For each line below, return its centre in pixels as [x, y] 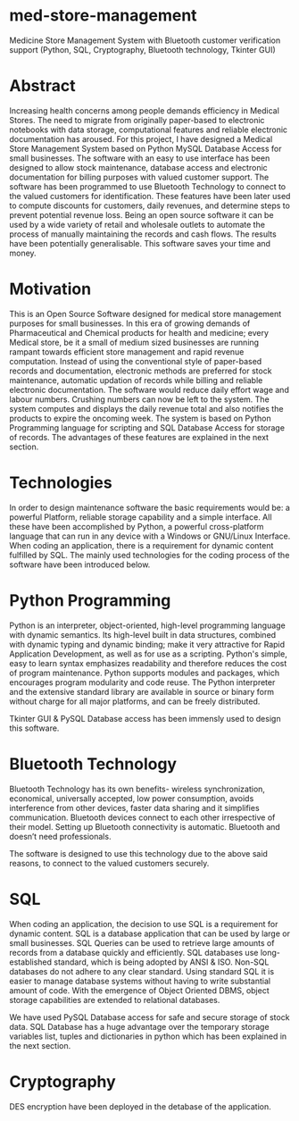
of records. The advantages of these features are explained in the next [139, 437]
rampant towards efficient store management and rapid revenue [127, 351]
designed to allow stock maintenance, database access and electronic [138, 167]
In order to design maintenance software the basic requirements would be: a [149, 507]
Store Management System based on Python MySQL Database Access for [145, 148]
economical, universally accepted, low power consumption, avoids [132, 798]
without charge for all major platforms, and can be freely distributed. [135, 701]
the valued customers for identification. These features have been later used [150, 196]
